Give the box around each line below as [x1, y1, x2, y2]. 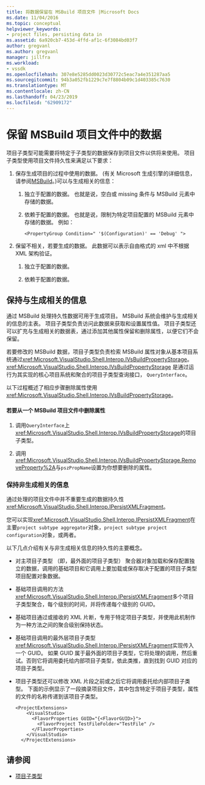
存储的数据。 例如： [24, 218, 74, 226]
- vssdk [6, 65, 26, 72]
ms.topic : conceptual [6, 20, 62, 26]
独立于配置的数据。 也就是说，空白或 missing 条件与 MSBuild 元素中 [24, 190, 195, 197]
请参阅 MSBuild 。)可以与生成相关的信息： [15, 177, 116, 185]
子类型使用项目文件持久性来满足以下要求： [6, 157, 113, 164]
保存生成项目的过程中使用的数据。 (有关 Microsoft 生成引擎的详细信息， [15, 169, 196, 177]
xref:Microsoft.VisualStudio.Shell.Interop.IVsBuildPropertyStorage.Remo [15, 456, 196, 464]
